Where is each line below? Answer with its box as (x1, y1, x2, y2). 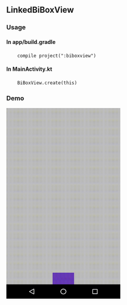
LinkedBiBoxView (6, 5, 74, 15)
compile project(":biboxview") (17, 52, 97, 59)
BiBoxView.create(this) (17, 79, 78, 86)
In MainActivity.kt (6, 65, 53, 73)
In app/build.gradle (6, 38, 56, 45)
